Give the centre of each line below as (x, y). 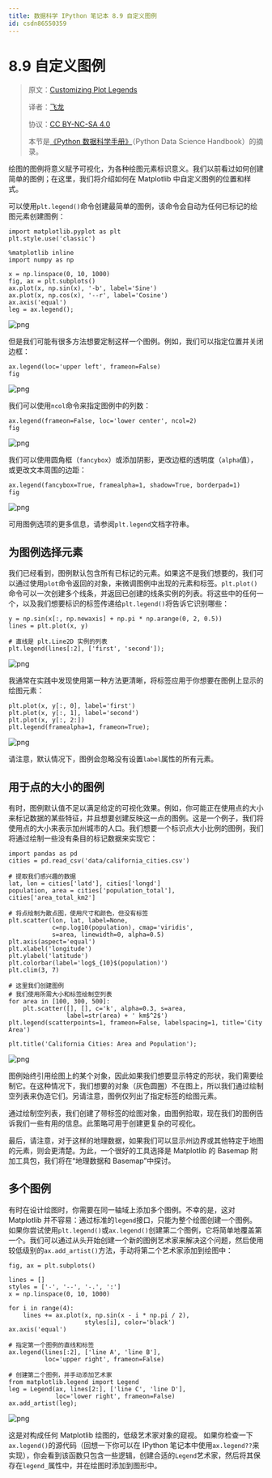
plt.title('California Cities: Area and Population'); (103, 1044)
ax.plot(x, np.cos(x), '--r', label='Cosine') (88, 296)
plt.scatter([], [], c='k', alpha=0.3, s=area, (104, 1009)
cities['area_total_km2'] (52, 898)
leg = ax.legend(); (41, 310)
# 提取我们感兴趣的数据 (42, 877)
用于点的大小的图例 (56, 787)
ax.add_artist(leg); (43, 1403)
